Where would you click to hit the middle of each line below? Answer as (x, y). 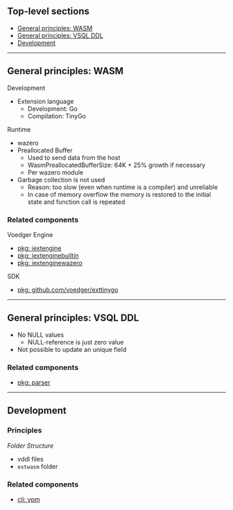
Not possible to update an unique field (72, 349)
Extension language (45, 101)
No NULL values (41, 335)
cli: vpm (28, 500)
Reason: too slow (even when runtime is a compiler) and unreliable (123, 187)
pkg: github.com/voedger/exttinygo (68, 290)
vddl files (30, 459)
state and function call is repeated (76, 202)
